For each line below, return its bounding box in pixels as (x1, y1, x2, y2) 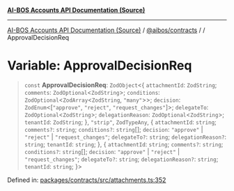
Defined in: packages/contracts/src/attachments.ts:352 (7, 176, 166, 184)
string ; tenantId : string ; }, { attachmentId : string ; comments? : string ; (24, 139, 224, 148)
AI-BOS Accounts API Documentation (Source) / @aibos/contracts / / (7, 26, 205, 34)
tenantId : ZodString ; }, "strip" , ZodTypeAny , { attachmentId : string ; (24, 118, 217, 126)
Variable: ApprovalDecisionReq (7, 58, 192, 74)
